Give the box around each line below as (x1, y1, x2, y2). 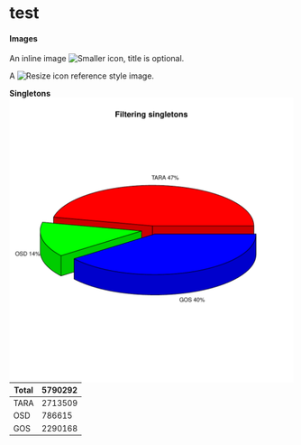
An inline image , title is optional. (9, 53, 185, 64)
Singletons (9, 88, 51, 99)
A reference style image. (9, 70, 155, 81)
